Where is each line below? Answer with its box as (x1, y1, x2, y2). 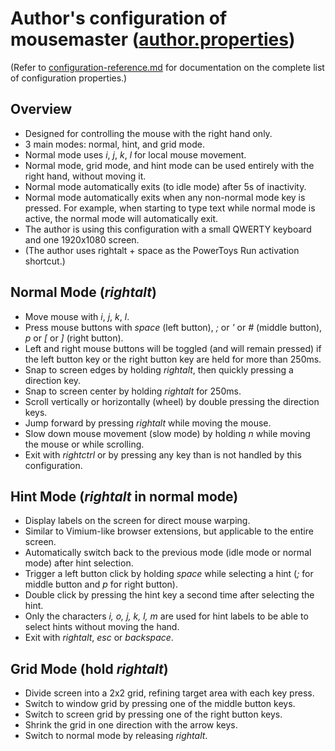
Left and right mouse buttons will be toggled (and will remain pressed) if (24, 342, 322, 354)
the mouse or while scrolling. (24, 438, 145, 450)
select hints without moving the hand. (24, 621, 180, 633)
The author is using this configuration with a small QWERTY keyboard (24, 223, 312, 235)
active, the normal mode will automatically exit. (24, 212, 219, 224)
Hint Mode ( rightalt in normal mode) (10, 488, 239, 505)
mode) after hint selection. (24, 557, 134, 569)
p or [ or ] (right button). (24, 332, 124, 344)
